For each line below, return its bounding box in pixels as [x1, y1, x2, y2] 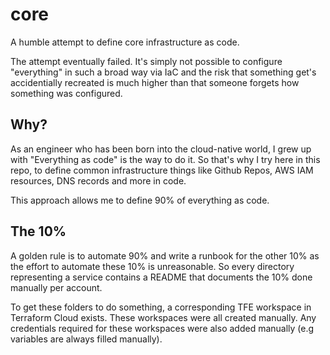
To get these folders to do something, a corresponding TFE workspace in [10, 301, 312, 313]
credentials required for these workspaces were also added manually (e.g [10, 322, 315, 334]
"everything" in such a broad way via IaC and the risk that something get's [10, 66, 317, 78]
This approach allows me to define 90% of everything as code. [10, 194, 270, 206]
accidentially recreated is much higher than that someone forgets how [10, 76, 300, 88]
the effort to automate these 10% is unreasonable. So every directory [10, 260, 295, 272]
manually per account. [10, 281, 103, 293]
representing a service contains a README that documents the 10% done [10, 271, 313, 283]
